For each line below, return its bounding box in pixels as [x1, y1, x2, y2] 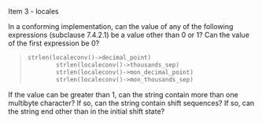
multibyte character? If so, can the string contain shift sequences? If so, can [8, 98, 255, 108]
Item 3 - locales [8, 7, 59, 16]
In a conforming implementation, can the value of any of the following [8, 22, 234, 31]
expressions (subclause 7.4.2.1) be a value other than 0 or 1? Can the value [8, 31, 250, 39]
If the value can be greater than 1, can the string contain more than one [8, 89, 238, 99]
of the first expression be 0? [8, 38, 100, 48]
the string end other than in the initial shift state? [8, 106, 165, 116]
